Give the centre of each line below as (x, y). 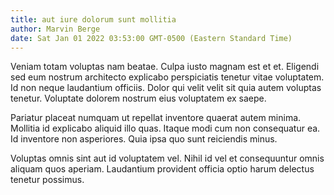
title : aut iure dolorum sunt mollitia (93, 19)
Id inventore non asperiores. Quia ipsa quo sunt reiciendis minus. (144, 139)
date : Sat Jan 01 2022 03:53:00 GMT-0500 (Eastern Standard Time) (151, 38)
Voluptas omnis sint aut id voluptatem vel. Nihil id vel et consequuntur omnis (167, 158)
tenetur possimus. (47, 180)
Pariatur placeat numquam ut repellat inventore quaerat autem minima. (156, 118)
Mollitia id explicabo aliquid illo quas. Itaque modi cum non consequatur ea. (165, 128)
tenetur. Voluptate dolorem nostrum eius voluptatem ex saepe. (138, 98)
